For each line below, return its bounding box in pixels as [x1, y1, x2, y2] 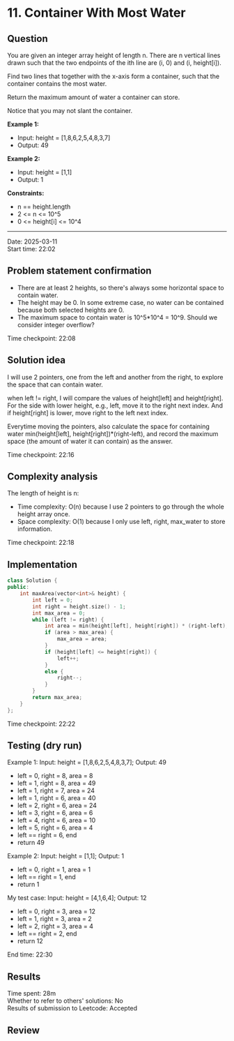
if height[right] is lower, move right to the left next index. [7, 408, 169, 417]
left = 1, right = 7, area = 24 [17, 786, 95, 795]
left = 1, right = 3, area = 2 [17, 915, 92, 923]
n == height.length [17, 202, 71, 211]
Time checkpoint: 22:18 [7, 539, 75, 547]
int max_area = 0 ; [32, 609, 86, 617]
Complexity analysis [7, 471, 98, 483]
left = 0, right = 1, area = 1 [17, 865, 91, 874]
